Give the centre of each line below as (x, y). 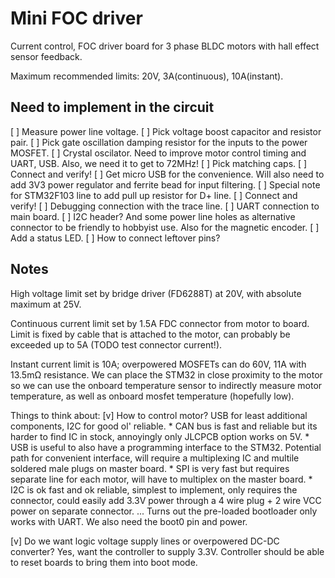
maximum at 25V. (46, 304)
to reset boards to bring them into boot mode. (104, 562)
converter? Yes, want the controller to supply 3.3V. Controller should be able (167, 551)
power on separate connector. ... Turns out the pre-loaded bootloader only (164, 511)
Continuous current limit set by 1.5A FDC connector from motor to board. (160, 323)
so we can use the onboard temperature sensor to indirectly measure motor (166, 385)
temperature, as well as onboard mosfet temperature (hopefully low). (152, 396)
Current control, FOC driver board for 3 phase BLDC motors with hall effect (165, 46)
